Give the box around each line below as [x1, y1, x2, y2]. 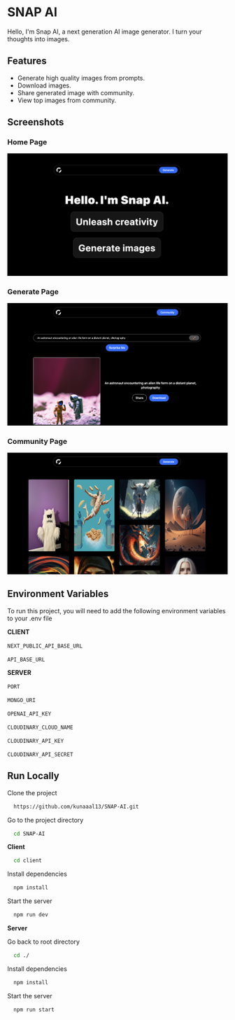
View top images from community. [17, 96, 117, 104]
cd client [13, 857, 42, 865]
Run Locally [7, 770, 59, 782]
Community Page [7, 436, 68, 446]
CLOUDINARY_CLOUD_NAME [7, 724, 73, 731]
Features [7, 55, 47, 67]
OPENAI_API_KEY [7, 710, 52, 718]
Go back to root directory [7, 937, 80, 946]
